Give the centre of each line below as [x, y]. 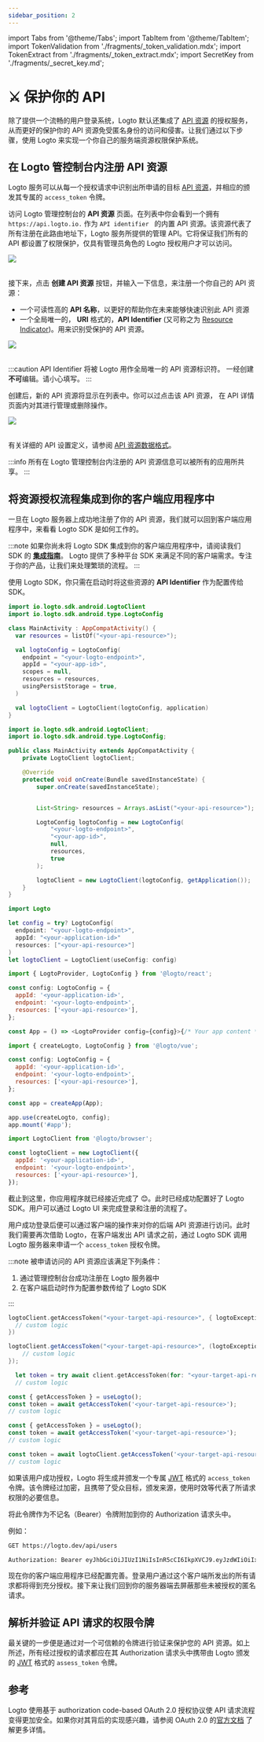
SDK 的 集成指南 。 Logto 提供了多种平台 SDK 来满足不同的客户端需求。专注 [130, 556]
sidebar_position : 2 [42, 15]
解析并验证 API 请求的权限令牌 [81, 1622]
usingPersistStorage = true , [70, 687]
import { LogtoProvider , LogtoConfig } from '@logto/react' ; [110, 974]
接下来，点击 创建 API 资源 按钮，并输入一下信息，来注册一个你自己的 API [127, 283]
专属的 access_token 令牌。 [66, 197]
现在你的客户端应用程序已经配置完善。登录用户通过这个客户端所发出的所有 [128, 1575]
